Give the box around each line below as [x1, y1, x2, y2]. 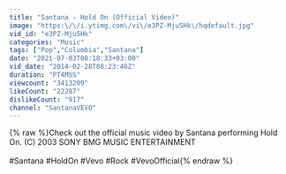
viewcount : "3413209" [9, 79, 89, 87]
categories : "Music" [9, 37, 86, 47]
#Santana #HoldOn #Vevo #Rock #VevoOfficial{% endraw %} [9, 155, 234, 166]
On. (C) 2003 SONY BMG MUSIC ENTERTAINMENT [9, 137, 196, 148]
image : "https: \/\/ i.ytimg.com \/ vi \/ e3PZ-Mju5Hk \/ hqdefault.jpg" [9, 21, 254, 30]
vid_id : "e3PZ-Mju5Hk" [9, 29, 93, 38]
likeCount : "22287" [9, 87, 81, 95]
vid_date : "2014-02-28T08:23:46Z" [9, 63, 137, 72]
